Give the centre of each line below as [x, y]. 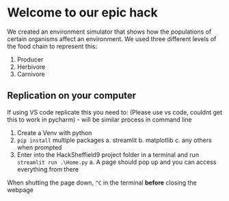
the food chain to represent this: [52, 46]
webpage [21, 189]
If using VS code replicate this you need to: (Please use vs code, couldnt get [115, 112]
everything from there [48, 169]
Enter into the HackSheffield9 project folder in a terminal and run [108, 154]
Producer [30, 59]
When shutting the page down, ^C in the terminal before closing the [102, 182]
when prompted [39, 147]
